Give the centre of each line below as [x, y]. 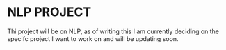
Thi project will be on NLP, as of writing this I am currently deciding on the [113, 31]
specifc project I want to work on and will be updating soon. [93, 38]
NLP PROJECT [49, 12]
